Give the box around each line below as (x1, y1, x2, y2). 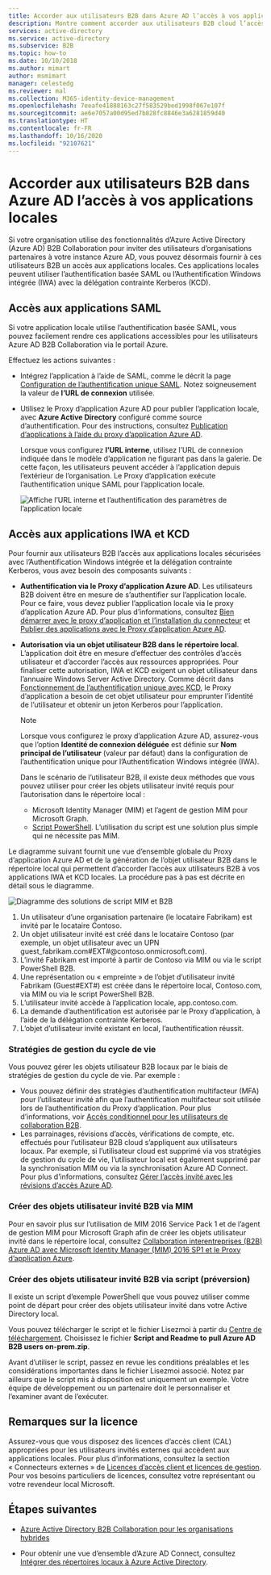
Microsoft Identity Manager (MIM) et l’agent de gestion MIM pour (31, 805, 248, 815)
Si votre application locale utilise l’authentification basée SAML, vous (8, 323, 237, 332)
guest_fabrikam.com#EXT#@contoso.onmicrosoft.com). (19, 946, 207, 956)
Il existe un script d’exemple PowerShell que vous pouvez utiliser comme (8, 1292, 250, 1301)
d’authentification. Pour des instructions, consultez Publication (19, 421, 228, 431)
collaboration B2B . (19, 1121, 82, 1130)
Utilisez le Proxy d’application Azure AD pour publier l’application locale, (19, 404, 260, 414)
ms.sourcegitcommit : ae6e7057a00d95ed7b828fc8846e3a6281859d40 (8, 110, 226, 118)
